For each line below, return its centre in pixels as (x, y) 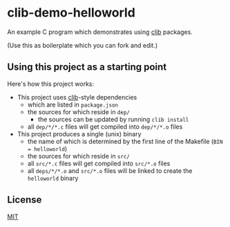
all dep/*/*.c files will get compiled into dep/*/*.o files (105, 127)
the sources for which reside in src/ (78, 156)
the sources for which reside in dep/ (78, 111)
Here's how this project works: (51, 84)
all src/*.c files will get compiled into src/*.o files (99, 163)
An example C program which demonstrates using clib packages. (100, 32)
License (25, 200)
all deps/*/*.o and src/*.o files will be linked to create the (110, 170)
